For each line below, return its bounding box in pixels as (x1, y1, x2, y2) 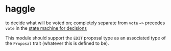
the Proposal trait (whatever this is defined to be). (5, 40, 109, 46)
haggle (5, 3, 36, 15)
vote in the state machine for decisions (5, 25, 87, 31)
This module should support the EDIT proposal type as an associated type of (5, 35, 166, 41)
